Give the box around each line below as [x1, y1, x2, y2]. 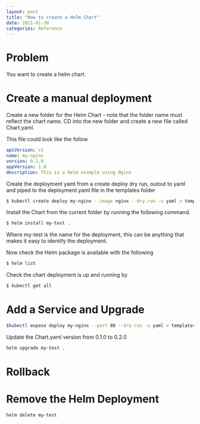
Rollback [6, 365, 51, 379]
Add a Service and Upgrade [6, 303, 145, 317]
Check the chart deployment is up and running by [6, 271, 128, 278]
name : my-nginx [6, 153, 44, 159]
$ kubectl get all [6, 283, 52, 289]
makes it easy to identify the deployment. [6, 237, 108, 245]
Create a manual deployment [6, 92, 152, 105]
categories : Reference [6, 25, 62, 32]
